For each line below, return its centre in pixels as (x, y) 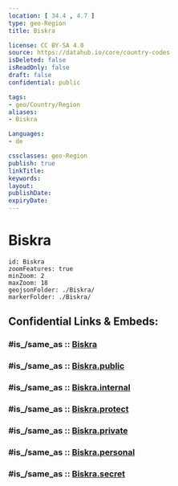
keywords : (25, 178)
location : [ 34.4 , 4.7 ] (51, 16)
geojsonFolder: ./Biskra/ (51, 290)
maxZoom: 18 (28, 283)
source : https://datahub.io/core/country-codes (89, 53)
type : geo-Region (37, 23)
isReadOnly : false (39, 68)
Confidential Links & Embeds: (83, 322)
